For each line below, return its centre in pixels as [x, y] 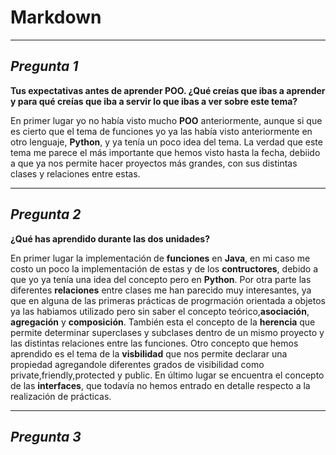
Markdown [56, 17]
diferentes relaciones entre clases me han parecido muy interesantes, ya [161, 290]
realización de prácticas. [61, 396]
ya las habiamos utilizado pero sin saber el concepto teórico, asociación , [160, 311]
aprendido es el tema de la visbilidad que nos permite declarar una [149, 353]
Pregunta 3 [46, 436]
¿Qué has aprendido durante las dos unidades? [110, 238]
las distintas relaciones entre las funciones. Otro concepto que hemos [154, 343]
